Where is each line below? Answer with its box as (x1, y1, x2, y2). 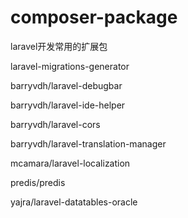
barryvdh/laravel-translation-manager (10, 137, 167, 150)
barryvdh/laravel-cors (10, 118, 101, 130)
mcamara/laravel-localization (10, 157, 131, 169)
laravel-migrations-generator (10, 60, 130, 72)
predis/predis (10, 176, 66, 188)
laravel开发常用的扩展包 (10, 40, 108, 52)
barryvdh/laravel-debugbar (10, 79, 123, 91)
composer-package (10, 6, 178, 29)
